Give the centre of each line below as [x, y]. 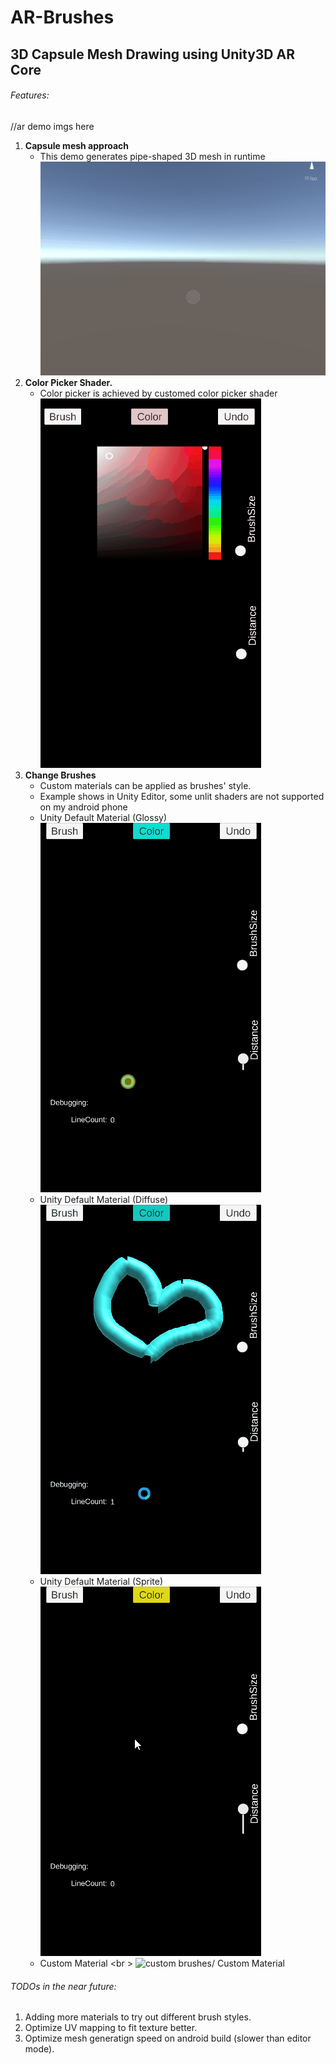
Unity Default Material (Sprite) [101, 1581]
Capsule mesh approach [77, 145]
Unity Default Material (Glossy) [103, 817]
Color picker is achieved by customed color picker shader [158, 393]
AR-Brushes [62, 17]
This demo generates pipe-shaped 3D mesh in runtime [152, 156]
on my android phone [83, 807]
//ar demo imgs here [52, 126]
